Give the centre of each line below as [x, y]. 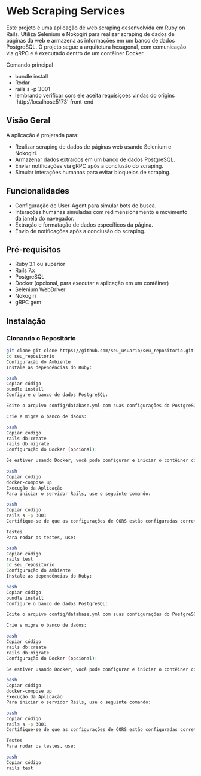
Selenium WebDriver [40, 289]
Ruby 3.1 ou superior [40, 264]
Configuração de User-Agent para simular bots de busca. [86, 206]
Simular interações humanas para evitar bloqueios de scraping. [93, 172]
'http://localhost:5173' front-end [54, 102]
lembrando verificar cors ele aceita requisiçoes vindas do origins [95, 95]
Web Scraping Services [66, 11]
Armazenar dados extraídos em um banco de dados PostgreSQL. [95, 159]
